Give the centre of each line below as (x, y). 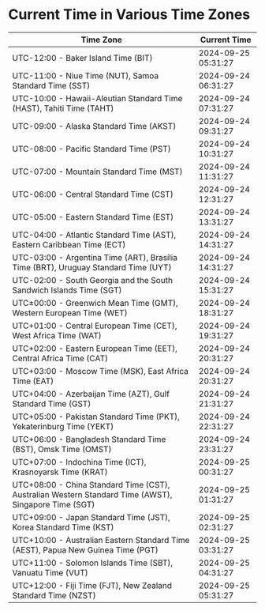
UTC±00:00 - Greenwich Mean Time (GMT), (95, 303)
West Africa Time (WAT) (57, 335)
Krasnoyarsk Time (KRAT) (60, 472)
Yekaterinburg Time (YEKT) (63, 426)
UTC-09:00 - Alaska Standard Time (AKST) (94, 126)
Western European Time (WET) (70, 312)
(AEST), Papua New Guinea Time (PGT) (86, 549)
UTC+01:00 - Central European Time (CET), (95, 326)
